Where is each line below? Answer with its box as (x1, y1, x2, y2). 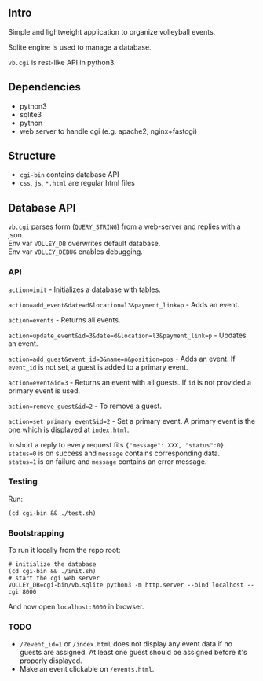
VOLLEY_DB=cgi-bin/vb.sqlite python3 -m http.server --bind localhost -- (8, 581, 255, 589)
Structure (8, 149, 57, 163)
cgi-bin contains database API (19, 170, 119, 179)
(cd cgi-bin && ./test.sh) (8, 509, 97, 517)
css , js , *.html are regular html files (19, 179, 135, 188)
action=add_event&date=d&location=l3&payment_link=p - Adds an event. (8, 300, 239, 309)
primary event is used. (8, 385, 81, 396)
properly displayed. (19, 656, 82, 665)
